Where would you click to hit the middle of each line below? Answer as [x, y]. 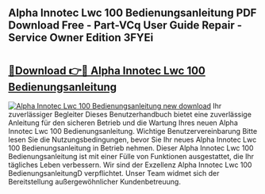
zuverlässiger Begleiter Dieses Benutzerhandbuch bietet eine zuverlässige [130, 114]
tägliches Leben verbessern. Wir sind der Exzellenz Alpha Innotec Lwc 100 [130, 165]
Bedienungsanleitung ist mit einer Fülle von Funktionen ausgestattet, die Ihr [131, 156]
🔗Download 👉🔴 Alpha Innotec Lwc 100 [107, 70]
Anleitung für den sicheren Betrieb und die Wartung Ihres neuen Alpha [123, 123]
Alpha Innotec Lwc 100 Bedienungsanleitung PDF [132, 13]
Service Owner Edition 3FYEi [81, 38]
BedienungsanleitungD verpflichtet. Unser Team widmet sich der [114, 173]
